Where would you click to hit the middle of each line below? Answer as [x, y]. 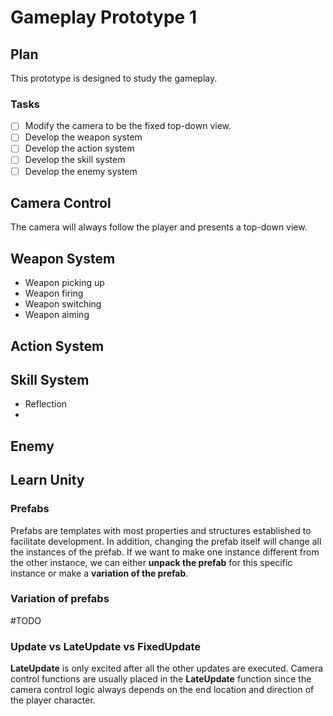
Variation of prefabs [60, 599]
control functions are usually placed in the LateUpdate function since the [161, 679]
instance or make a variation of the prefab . [99, 573]
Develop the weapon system [83, 137]
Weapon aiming [57, 315]
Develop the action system [79, 148]
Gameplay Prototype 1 [103, 17]
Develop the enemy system [81, 171]
